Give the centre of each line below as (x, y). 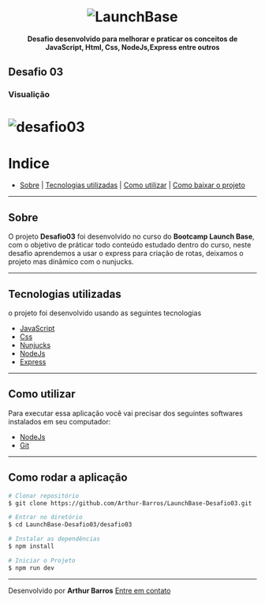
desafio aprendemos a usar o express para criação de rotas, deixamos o (126, 254)
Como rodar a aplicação (68, 478)
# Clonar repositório (44, 496)
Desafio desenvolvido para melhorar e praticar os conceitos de (132, 39)
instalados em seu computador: (60, 421)
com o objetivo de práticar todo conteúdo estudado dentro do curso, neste (130, 245)
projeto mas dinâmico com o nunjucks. (71, 262)
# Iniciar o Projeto (42, 560)
